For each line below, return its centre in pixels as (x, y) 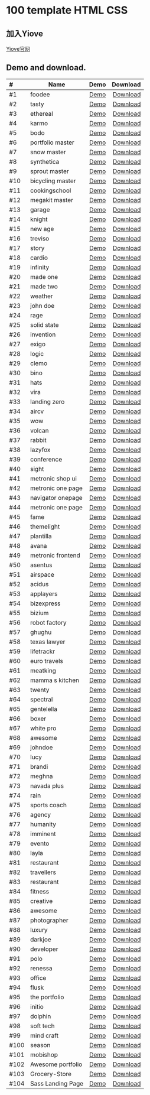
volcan (40, 430)
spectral (42, 699)
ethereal (42, 113)
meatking (43, 670)
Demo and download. (46, 68)
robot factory (48, 622)
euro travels (47, 661)
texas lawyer (48, 642)
